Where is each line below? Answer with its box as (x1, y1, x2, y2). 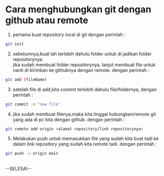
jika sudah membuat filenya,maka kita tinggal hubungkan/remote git (12, 111, 156, 117)
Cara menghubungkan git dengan (5, 4, 152, 15)
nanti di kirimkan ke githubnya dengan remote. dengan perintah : (12, 67, 150, 73)
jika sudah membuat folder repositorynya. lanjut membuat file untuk (12, 62, 156, 68)
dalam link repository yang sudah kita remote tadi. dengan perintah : (12, 141, 157, 147)
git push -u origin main (5, 151, 58, 156)
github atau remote (5, 14, 89, 26)
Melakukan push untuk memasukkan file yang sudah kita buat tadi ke (12, 135, 159, 142)
